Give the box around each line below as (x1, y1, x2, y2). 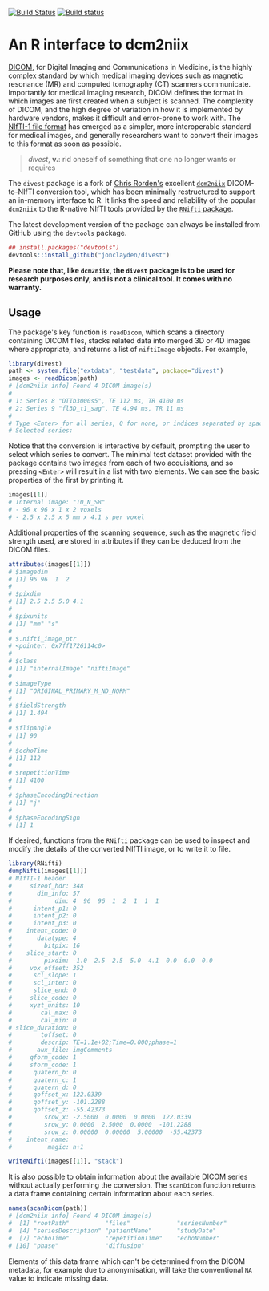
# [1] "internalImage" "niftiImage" (8, 665, 130, 673)
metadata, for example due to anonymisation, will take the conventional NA (8, 1265, 252, 1274)
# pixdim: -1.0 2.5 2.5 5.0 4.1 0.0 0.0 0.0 (8, 957, 214, 965)
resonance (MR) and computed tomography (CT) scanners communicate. (8, 79, 251, 88)
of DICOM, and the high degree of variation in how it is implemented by (8, 104, 243, 114)
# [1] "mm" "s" (8, 620, 59, 628)
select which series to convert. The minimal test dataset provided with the (8, 450, 252, 459)
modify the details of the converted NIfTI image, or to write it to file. (8, 844, 231, 854)
